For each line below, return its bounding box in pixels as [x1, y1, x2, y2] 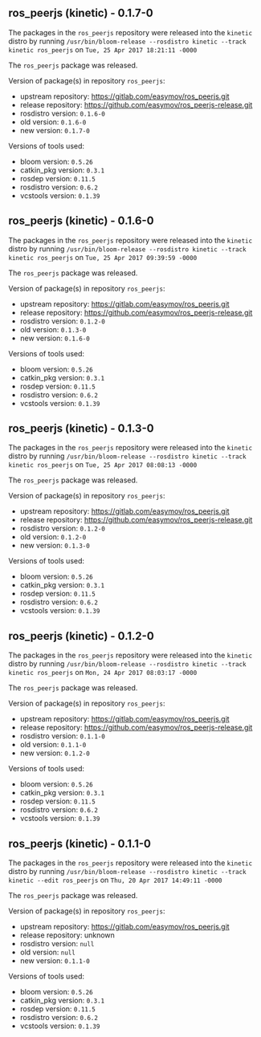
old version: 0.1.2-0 [19, 532, 87, 542]
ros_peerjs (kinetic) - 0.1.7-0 [8, 6, 154, 20]
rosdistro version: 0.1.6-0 [19, 108, 106, 118]
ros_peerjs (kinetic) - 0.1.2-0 [8, 629, 154, 643]
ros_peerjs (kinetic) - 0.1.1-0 [8, 836, 151, 850]
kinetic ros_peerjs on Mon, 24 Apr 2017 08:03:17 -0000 [8, 668, 198, 677]
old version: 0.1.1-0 [19, 740, 87, 750]
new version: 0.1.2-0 [19, 748, 90, 758]
